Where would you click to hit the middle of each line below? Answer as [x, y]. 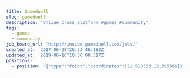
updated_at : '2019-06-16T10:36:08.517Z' [56, 55]
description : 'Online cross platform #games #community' [77, 22]
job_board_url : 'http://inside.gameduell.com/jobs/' [72, 45]
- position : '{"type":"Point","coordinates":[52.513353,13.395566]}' [98, 66]
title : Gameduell [27, 11]
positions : [19, 60]
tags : [13, 28]
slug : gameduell [26, 17]
